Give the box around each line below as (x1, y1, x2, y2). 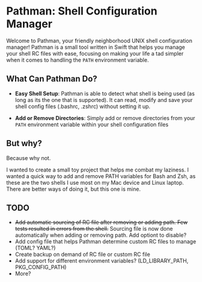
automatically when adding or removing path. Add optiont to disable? (14, 231, 187, 239)
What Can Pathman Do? (6, 74, 98, 84)
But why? (6, 138, 42, 149)
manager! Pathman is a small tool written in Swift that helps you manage (6, 43, 186, 51)
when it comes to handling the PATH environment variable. (6, 56, 149, 63)
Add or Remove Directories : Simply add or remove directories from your (14, 114, 195, 121)
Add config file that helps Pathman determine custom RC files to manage (14, 238, 197, 245)
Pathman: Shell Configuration (6, 4, 158, 18)
